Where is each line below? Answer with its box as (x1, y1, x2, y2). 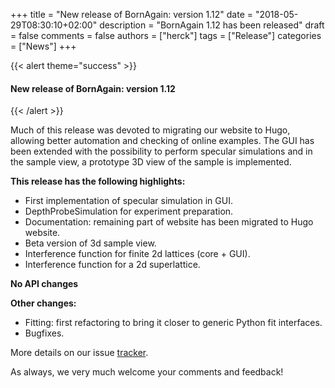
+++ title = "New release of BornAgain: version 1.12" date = (10, 9, 254, 20)
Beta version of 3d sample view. (24, 237, 157, 249)
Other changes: (10, 297, 77, 309)
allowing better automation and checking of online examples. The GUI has (10, 135, 315, 147)
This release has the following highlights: (10, 175, 186, 188)
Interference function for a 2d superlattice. (24, 259, 201, 271)
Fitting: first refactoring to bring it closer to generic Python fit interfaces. (24, 317, 323, 329)
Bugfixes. (24, 327, 65, 339)
